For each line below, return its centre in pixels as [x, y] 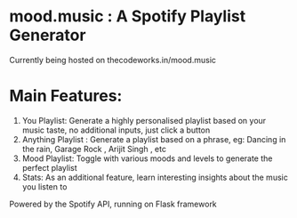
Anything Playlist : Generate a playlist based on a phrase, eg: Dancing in [154, 139]
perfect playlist [49, 167]
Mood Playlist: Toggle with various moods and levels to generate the [147, 158]
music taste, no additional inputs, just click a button [116, 130]
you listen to [44, 186]
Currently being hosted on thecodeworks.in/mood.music [112, 60]
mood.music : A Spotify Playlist [128, 16]
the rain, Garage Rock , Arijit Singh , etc [94, 149]
